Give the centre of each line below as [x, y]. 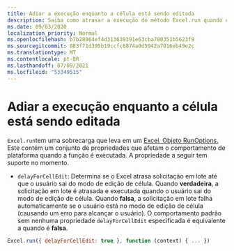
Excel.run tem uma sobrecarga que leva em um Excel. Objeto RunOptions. [113, 141]
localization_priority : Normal [53, 33]
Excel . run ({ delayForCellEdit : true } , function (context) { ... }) [109, 241]
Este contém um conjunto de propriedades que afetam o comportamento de [116, 148]
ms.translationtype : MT [42, 53]
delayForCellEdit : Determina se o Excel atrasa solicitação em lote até [117, 176]
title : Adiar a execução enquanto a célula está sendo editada [101, 14]
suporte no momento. [38, 163]
